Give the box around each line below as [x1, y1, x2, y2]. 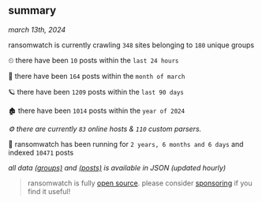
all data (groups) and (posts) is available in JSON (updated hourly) [8, 163, 226, 172]
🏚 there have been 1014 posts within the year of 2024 [8, 106, 185, 115]
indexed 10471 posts [8, 148, 74, 157]
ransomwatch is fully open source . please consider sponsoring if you [27, 178, 253, 188]
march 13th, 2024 [8, 24, 66, 34]
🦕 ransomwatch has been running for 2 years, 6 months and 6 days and [8, 139, 244, 148]
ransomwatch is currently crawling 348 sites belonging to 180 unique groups [8, 40, 255, 50]
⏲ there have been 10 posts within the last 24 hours [8, 55, 179, 65]
